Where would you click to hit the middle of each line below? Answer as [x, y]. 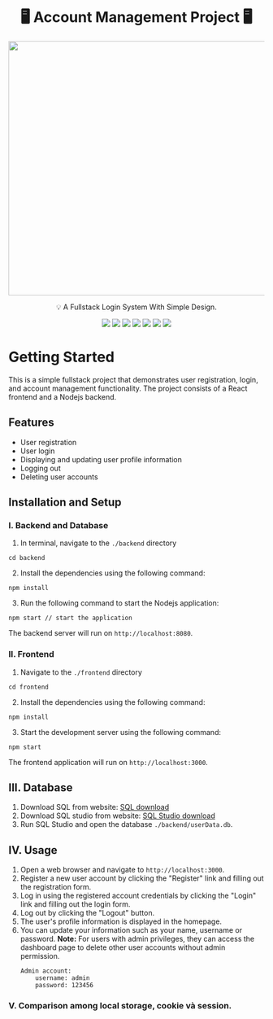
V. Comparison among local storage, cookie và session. [120, 1006]
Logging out [40, 468]
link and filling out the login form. [75, 904]
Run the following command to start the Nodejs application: [119, 603]
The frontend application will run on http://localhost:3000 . [108, 762]
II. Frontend [31, 654]
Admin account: [46, 971]
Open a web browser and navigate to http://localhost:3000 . [122, 870]
